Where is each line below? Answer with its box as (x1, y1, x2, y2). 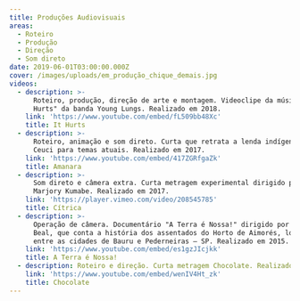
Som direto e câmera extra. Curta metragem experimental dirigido (32, 179, 286, 188)
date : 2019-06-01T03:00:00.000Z (9, 63, 129, 72)
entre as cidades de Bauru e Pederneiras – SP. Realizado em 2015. (32, 237, 290, 246)
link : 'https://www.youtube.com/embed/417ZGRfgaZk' (25, 153, 221, 163)
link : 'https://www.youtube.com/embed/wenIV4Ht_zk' (25, 270, 221, 279)
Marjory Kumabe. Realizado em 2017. (32, 187, 170, 196)
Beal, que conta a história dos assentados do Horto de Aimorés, (32, 228, 281, 237)
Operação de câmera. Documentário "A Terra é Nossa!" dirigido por (32, 220, 290, 229)
